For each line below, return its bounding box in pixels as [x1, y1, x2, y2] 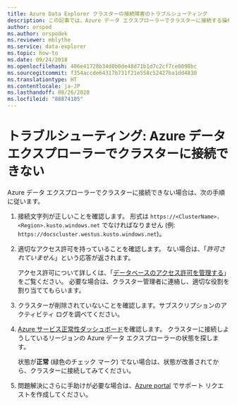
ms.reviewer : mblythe [7, 37, 71, 44]
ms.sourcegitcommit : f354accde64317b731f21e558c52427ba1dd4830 [7, 69, 197, 76]
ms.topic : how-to [7, 50, 59, 57]
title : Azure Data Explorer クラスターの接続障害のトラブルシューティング [7, 10, 208, 18]
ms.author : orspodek [7, 30, 68, 37]
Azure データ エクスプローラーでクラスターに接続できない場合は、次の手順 [7, 188, 226, 196]
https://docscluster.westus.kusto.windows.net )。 [17, 229, 166, 238]
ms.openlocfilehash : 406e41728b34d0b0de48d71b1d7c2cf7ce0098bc [7, 63, 197, 70]
